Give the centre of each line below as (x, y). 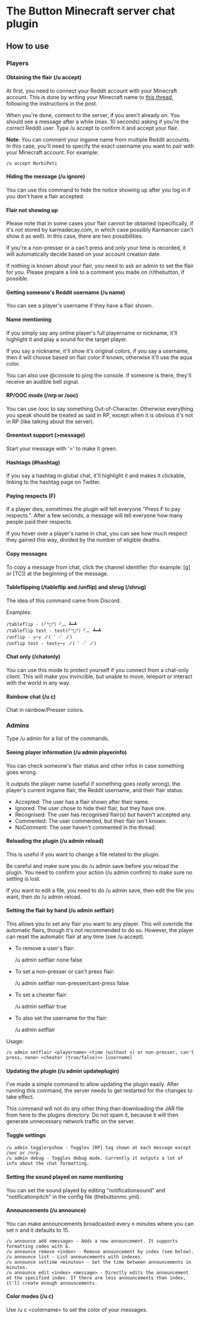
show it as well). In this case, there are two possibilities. (75, 236)
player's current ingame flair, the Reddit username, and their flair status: (95, 790)
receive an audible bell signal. (43, 381)
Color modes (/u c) (30, 1296)
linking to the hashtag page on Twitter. (53, 482)
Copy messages (27, 553)
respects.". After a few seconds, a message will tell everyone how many (95, 515)
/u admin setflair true (41, 1007)
